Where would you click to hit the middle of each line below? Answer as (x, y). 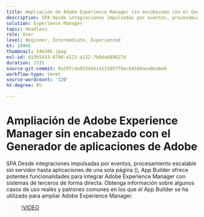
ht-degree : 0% (24, 86)
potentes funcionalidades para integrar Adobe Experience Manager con (96, 176)
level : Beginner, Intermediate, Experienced (63, 40)
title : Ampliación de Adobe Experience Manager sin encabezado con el (97, 12)
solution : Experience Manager (45, 23)
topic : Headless (27, 29)
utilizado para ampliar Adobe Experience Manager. (70, 196)
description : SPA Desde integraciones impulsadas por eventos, (88, 18)
